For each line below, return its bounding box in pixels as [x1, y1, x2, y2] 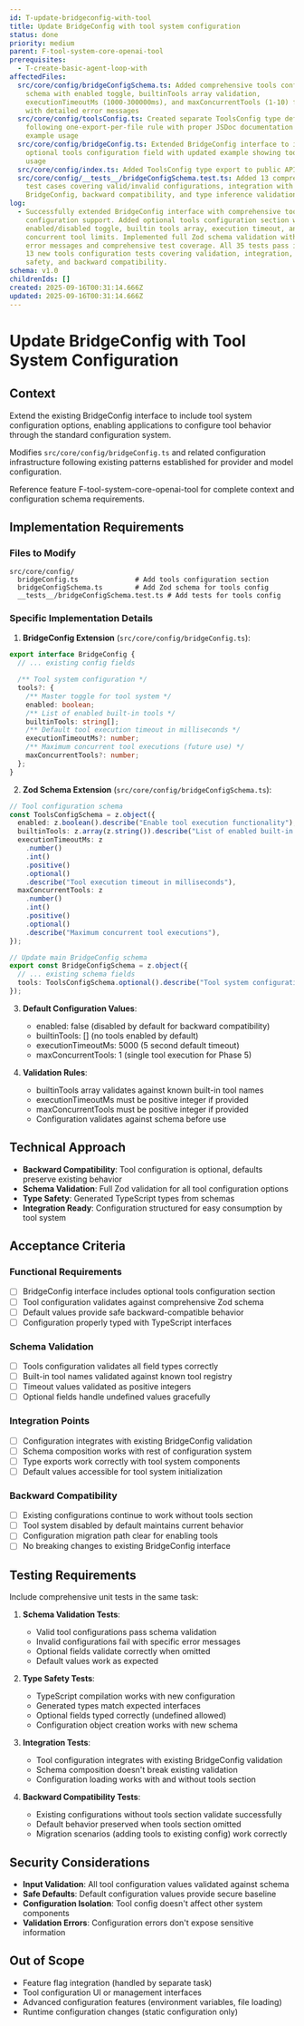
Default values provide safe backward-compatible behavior [22, 1307, 244, 1318]
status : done [9, 30, 59, 39]
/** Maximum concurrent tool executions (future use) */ [25, 743, 245, 752]
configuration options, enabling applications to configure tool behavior [9, 419, 272, 431]
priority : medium [9, 38, 75, 48]
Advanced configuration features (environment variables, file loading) [22, 1996, 282, 2007]
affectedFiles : [9, 73, 67, 82]
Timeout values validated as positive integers [22, 1381, 192, 1392]
